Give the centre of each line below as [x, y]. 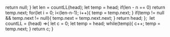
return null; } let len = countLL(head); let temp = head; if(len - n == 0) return [85, 7]
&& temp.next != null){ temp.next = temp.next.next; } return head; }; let [80, 18]
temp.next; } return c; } [29, 29]
